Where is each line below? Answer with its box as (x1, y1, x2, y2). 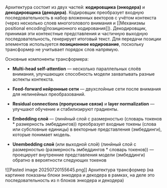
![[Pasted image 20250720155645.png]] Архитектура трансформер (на (5, 167, 154, 173)
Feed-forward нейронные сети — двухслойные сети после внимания (12, 86, 162, 92)
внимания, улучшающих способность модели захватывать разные (12, 71, 155, 77)
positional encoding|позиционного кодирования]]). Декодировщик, (5, 25, 147, 31)
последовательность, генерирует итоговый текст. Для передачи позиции (5, 36, 162, 42)
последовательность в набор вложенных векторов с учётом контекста (5, 15, 157, 20)
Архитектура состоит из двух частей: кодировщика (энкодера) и (5, 4, 145, 10)
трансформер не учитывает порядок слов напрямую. (5, 47, 119, 52)
